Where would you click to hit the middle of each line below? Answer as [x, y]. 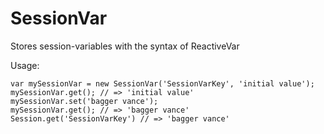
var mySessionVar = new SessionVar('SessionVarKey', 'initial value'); [162, 83]
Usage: [25, 65]
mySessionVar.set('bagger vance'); [84, 101]
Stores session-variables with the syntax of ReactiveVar [125, 46]
